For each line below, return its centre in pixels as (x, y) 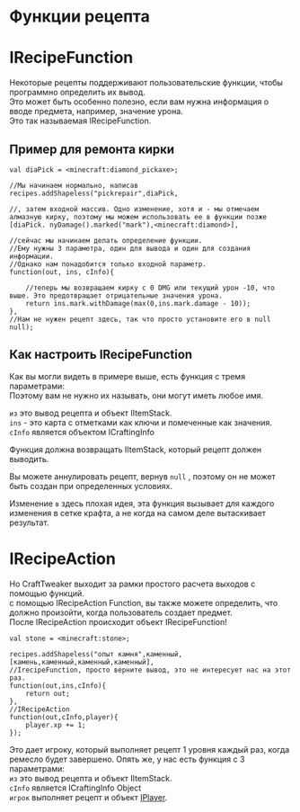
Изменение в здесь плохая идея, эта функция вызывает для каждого (142, 503)
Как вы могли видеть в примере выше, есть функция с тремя (127, 376)
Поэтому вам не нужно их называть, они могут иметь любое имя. (137, 395)
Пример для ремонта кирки (92, 149)
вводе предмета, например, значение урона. (97, 112)
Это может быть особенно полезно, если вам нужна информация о (139, 102)
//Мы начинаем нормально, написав (74, 185)
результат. (29, 522)
